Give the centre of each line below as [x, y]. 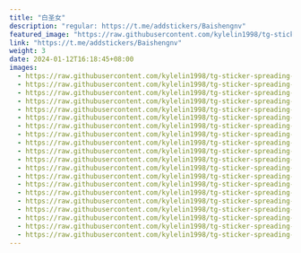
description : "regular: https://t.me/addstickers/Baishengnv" [128, 26]
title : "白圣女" [38, 17]
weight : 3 [28, 51]
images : [24, 68]
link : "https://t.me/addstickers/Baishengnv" [95, 43]
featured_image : [39, 34]
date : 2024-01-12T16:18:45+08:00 [72, 59]
